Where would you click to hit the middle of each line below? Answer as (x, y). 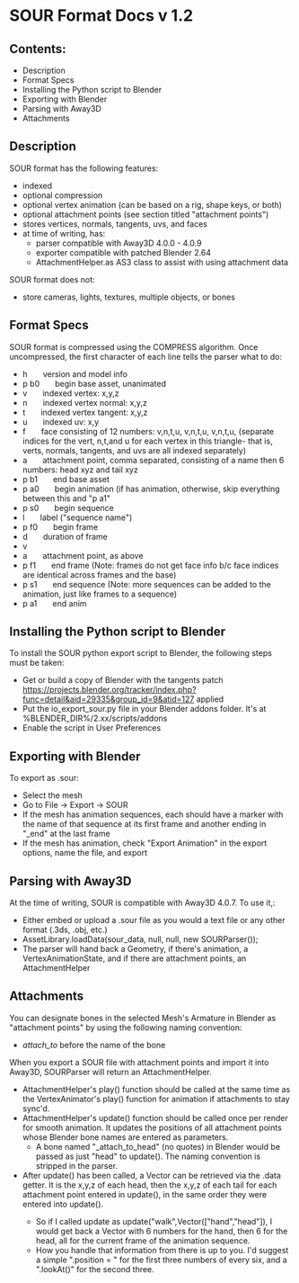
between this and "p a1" (66, 498)
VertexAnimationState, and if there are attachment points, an (134, 958)
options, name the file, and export (85, 853)
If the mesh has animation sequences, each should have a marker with (153, 814)
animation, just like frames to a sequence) (100, 594)
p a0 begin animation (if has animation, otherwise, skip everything (151, 489)
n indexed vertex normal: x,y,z (85, 402)
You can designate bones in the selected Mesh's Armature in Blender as (143, 1018)
